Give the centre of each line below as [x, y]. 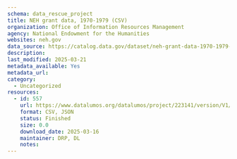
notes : [30, 145]
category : [22, 79]
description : [26, 53]
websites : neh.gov [34, 40]
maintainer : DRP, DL [50, 138]
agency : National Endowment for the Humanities [79, 33]
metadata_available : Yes [44, 66]
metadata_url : [28, 72]
